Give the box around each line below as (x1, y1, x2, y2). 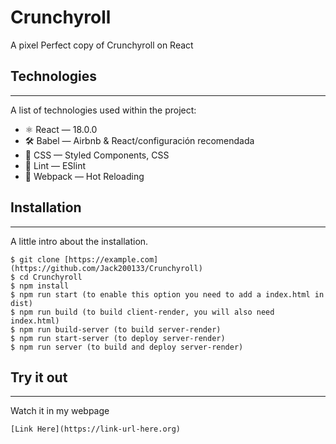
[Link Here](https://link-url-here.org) (10, 424, 182, 435)
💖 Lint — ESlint (24, 159, 86, 171)
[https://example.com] (63, 254, 159, 265)
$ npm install (10, 281, 70, 291)
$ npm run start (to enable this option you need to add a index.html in (10, 289, 325, 300)
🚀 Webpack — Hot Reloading (24, 170, 145, 182)
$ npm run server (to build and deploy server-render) (10, 342, 244, 352)
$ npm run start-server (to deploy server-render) (10, 333, 226, 343)
